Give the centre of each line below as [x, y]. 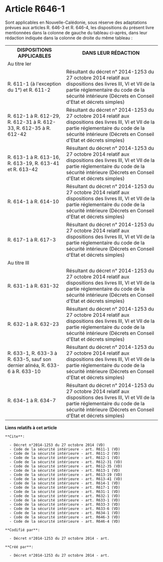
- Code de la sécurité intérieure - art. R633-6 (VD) [65, 509]
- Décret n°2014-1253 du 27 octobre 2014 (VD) [57, 445]
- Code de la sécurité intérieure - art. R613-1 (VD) [65, 470]
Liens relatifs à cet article [31, 428]
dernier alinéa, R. [27, 365]
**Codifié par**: [23, 530]
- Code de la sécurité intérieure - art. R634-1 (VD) [65, 513]
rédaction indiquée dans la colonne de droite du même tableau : [69, 38]
